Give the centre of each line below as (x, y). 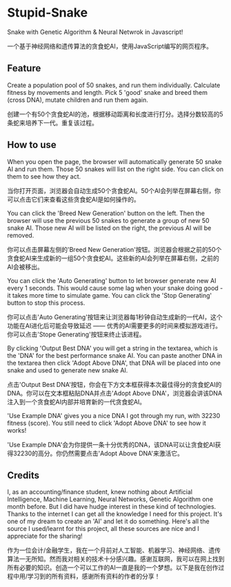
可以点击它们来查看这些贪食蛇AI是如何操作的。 (73, 199)
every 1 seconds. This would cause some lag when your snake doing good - (115, 288)
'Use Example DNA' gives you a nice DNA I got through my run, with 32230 (114, 415)
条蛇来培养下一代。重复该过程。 (52, 123)
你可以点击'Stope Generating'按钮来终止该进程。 (76, 334)
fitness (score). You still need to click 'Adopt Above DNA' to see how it (107, 423)
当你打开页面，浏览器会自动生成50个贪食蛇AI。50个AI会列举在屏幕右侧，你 (114, 190)
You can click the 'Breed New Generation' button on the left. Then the (106, 213)
